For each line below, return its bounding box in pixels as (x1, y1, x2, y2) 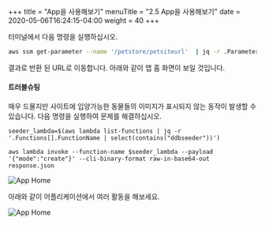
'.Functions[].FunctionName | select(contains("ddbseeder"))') (8, 134, 221, 142)
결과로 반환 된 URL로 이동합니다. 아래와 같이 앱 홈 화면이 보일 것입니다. (8, 62, 226, 73)
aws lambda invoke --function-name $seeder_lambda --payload (8, 148, 214, 156)
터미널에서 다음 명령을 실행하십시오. (8, 32, 118, 41)
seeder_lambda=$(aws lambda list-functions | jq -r (8, 127, 181, 136)
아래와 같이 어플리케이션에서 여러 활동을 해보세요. (8, 192, 160, 201)
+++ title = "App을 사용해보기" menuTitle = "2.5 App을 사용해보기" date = (8, 7, 241, 16)
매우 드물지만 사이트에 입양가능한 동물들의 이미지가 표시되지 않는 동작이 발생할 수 (8, 102, 257, 111)
